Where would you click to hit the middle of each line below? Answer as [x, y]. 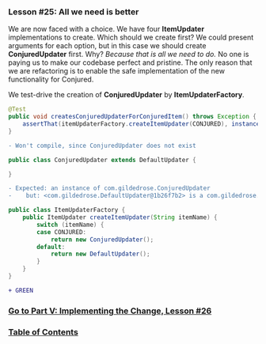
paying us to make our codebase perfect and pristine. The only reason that [130, 62]
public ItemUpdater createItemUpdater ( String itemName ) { [120, 217]
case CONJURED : [62, 232]
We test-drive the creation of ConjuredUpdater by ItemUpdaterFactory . [126, 95]
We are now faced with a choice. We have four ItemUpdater [106, 29]
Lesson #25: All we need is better [74, 12]
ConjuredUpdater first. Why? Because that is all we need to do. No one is [129, 55]
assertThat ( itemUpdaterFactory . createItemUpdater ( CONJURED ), [125, 124]
